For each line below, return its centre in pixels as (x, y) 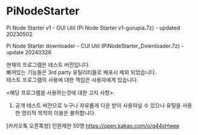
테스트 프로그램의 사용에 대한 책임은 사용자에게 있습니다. (72, 80)
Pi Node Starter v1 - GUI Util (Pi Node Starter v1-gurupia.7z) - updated (93, 28)
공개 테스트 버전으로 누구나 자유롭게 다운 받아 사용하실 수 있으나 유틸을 (98, 105)
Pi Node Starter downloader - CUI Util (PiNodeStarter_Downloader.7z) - (95, 46)
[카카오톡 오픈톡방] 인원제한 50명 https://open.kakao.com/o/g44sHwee (93, 125)
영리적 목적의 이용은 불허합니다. (59, 113)
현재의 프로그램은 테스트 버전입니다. (48, 64)
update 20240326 (29, 52)
